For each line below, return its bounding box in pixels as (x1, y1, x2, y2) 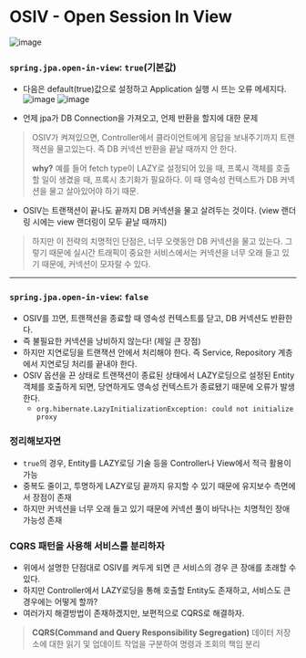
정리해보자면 (9, 435, 62, 448)
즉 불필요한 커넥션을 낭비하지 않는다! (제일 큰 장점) (22, 335, 202, 346)
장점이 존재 (32, 491, 72, 503)
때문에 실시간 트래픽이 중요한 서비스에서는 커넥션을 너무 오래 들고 (48, 247, 280, 258)
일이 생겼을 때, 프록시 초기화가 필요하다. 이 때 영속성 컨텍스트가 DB (41, 174, 279, 185)
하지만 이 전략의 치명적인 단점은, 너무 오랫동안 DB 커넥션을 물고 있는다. (31, 235, 284, 247)
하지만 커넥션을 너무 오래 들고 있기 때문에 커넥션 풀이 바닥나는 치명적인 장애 (22, 503, 291, 514)
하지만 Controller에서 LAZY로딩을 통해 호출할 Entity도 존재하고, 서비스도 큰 (22, 585, 291, 596)
